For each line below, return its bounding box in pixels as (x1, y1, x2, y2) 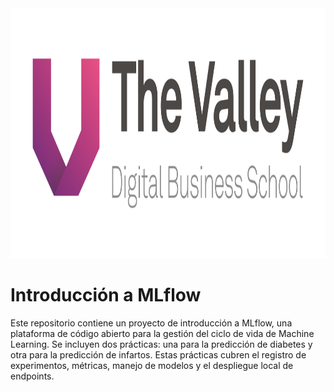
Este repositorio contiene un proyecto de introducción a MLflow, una (10, 317, 293, 329)
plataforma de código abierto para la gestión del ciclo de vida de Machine (10, 327, 315, 339)
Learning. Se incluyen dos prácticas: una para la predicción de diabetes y (10, 338, 313, 350)
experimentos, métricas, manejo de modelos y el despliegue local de (10, 359, 294, 371)
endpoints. (10, 370, 55, 382)
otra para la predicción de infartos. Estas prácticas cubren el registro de (10, 348, 307, 361)
